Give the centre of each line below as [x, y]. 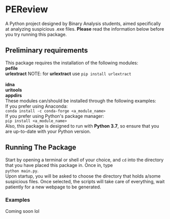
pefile [11, 68]
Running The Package [41, 147]
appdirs [13, 95]
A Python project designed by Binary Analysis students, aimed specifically [83, 23]
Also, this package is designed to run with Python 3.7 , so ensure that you [82, 126]
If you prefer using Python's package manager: [55, 116]
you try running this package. [36, 34]
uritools [14, 90]
